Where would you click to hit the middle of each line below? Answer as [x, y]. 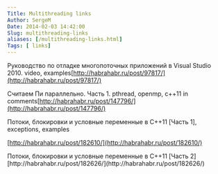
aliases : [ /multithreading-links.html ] [65, 40]
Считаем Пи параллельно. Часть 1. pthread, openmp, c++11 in [98, 94]
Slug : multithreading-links [48, 33]
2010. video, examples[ [41, 73]
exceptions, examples [39, 129]
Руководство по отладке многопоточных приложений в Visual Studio [109, 66]
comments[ [24, 101]
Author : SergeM [29, 20]
